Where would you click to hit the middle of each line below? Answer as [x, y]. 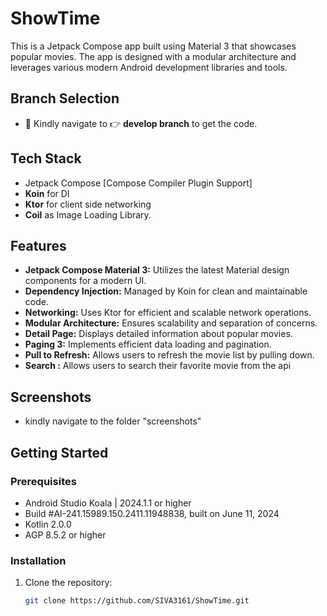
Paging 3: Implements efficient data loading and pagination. [148, 344]
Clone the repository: [68, 583]
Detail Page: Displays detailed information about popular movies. [158, 334]
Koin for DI [47, 193]
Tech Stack [46, 158]
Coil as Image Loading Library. [88, 214]
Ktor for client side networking [88, 204]
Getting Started [59, 452]
